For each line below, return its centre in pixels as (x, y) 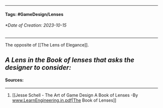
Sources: (14, 80)
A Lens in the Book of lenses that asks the (70, 60)
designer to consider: (38, 68)
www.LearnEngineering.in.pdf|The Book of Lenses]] (64, 100)
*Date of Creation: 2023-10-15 (36, 25)
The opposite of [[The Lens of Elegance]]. (47, 45)
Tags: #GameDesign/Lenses (34, 14)
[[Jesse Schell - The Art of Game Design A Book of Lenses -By (75, 95)
